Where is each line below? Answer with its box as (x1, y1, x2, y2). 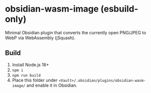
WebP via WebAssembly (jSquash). (5, 35, 76, 41)
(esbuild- (100, 3, 138, 15)
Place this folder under (12, 77, 58, 83)
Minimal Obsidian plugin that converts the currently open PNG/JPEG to (5, 30, 147, 35)
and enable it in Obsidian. (26, 82, 78, 88)
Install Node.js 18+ (12, 62, 50, 67)
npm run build (12, 73, 41, 78)
